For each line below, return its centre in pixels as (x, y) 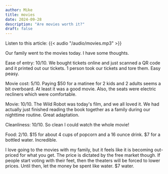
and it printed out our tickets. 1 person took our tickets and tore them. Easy (83, 68)
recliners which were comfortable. (41, 94)
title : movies (20, 15)
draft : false (19, 29)
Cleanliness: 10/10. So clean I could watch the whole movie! (67, 125)
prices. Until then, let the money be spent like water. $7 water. (70, 166)
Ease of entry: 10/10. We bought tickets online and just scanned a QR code (83, 63)
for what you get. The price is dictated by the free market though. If (90, 155)
